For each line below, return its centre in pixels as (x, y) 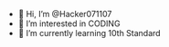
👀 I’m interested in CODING (69, 23)
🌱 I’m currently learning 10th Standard (90, 33)
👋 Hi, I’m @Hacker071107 (65, 14)
